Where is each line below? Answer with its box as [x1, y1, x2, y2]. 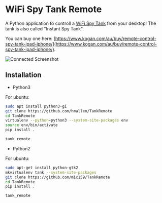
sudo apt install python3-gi [5, 104, 67, 109]
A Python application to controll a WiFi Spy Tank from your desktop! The [5, 20, 156, 26]
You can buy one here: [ [5, 35, 56, 42]
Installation [5, 71, 42, 79]
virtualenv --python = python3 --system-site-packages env [5, 118, 128, 123]
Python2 [12, 145, 30, 151]
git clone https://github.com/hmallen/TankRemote [5, 108, 113, 113]
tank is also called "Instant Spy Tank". [5, 25, 84, 31]
